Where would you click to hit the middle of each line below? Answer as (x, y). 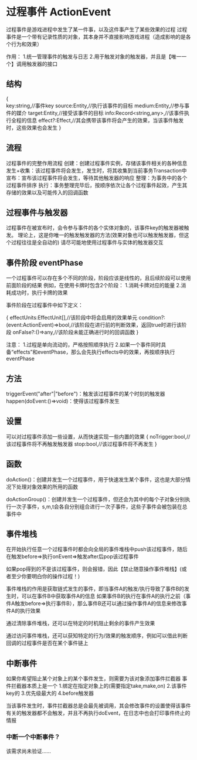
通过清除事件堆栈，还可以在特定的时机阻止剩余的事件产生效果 (81, 623)
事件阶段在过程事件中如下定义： (45, 305)
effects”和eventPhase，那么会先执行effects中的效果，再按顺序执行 (94, 352)
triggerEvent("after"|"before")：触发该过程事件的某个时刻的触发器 (86, 394)
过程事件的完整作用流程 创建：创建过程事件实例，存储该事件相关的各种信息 (97, 163)
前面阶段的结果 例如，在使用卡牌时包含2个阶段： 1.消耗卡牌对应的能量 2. (94, 286)
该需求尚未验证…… (29, 751)
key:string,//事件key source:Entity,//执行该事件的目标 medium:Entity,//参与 (95, 106)
